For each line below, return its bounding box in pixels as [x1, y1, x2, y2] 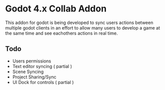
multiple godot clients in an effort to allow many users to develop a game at [5, 24, 160, 30]
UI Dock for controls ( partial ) [12, 79, 74, 85]
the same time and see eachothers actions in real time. [5, 30, 118, 36]
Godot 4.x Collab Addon [5, 3, 106, 14]
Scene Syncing [12, 68, 44, 74]
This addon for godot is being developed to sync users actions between [5, 19, 153, 25]
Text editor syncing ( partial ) [12, 63, 72, 69]
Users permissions [12, 58, 51, 64]
